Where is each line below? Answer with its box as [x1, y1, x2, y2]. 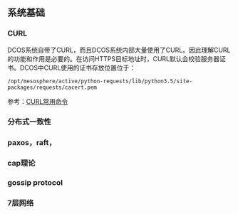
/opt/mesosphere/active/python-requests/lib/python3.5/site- [7, 77, 193, 85]
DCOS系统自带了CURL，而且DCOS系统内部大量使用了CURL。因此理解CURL [7, 46, 231, 54]
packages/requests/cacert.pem [7, 84, 98, 91]
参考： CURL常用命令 [7, 97, 68, 105]
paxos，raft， [7, 137, 56, 147]
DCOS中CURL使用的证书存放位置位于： [19, 63, 136, 72]
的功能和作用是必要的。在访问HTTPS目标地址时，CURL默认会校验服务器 [7, 54, 219, 63]
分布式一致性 [7, 117, 52, 127]
